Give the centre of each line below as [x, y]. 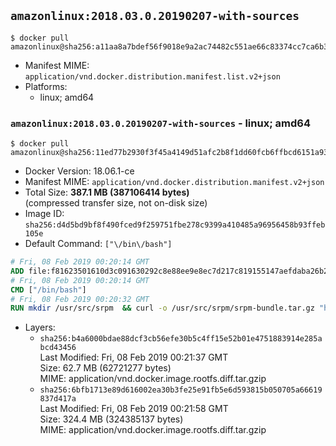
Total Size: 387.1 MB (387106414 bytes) [107, 192]
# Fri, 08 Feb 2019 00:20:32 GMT [80, 299]
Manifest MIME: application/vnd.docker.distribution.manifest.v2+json [174, 182]
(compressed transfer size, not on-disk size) [116, 203]
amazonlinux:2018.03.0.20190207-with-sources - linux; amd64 [161, 123]
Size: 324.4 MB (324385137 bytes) [111, 419]
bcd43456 [58, 348]
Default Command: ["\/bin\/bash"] [98, 244]
